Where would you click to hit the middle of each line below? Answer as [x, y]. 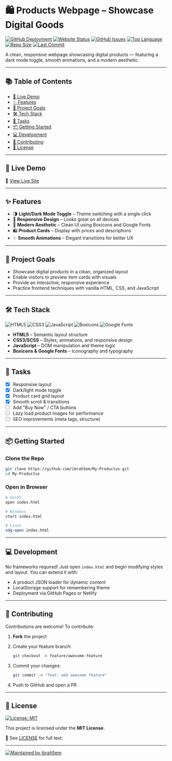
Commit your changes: [37, 665]
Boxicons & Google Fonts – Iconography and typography [73, 351]
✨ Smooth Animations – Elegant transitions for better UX [73, 238]
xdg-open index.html [27, 530]
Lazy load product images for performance [58, 413]
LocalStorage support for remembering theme [61, 588]
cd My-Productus [23, 474]
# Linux [14, 526]
